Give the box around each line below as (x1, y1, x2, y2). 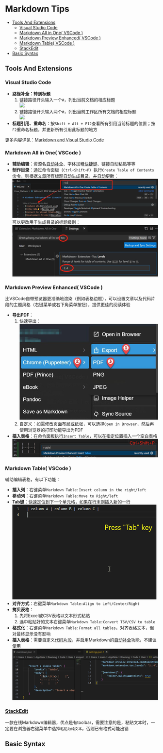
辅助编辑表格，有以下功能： (5, 477, 61, 483)
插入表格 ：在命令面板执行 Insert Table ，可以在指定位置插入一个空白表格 (12, 433, 158, 439)
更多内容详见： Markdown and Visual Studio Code (5, 137, 104, 143)
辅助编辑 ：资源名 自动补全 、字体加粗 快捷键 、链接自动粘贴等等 (12, 161, 136, 167)
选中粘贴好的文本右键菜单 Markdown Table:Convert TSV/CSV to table (19, 619, 155, 625)
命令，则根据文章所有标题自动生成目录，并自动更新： (12, 173, 119, 179)
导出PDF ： (12, 312, 34, 318)
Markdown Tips (5, 3, 69, 15)
